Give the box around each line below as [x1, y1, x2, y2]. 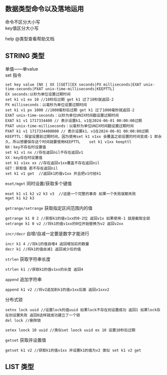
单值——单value [5, 66, 38, 72]
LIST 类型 [5, 363, 34, 371]
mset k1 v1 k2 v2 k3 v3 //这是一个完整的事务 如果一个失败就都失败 [5, 191, 136, 196]
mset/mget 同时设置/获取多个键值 [5, 180, 72, 186]
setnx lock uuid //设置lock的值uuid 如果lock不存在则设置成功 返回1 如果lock [5, 307, 157, 312]
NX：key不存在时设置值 [5, 144, 46, 149]
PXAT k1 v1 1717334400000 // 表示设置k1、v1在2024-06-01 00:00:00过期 [5, 128, 149, 133]
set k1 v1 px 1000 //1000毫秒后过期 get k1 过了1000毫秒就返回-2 [5, 108, 135, 113]
